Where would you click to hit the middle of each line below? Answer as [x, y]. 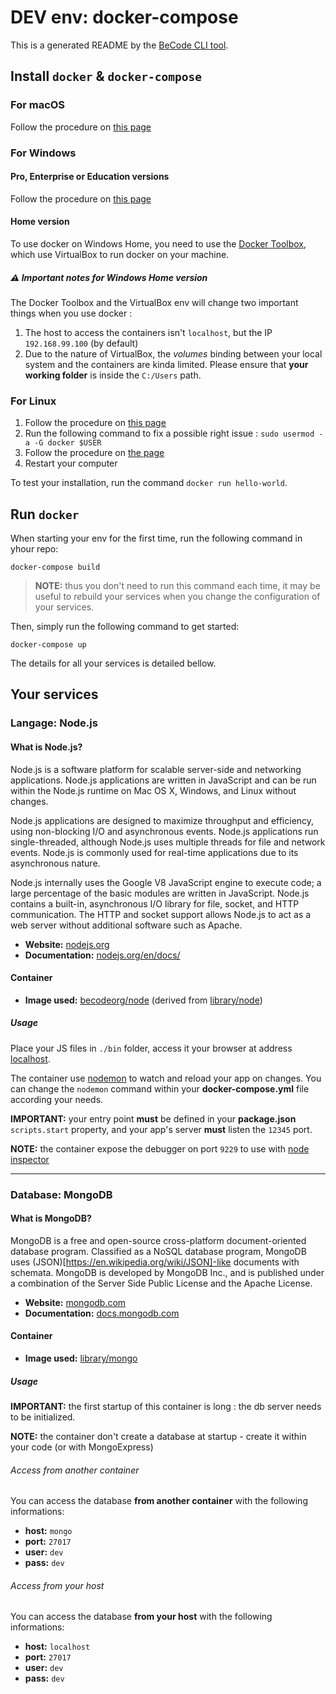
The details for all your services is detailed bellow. [113, 663]
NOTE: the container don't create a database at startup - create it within [158, 1437]
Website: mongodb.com [75, 1302]
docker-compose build [55, 567]
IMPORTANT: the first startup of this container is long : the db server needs [166, 1407]
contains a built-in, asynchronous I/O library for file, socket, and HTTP [155, 903]
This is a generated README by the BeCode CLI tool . [119, 45]
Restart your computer [71, 463]
